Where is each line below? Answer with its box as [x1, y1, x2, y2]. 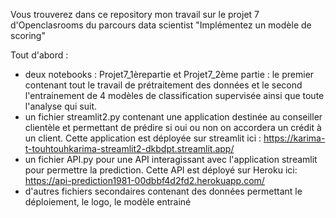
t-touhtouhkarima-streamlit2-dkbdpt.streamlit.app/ [24, 143, 235, 154]
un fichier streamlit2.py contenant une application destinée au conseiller [24, 111, 323, 123]
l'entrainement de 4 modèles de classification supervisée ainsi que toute [24, 90, 325, 101]
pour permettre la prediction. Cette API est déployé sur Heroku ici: [24, 164, 298, 176]
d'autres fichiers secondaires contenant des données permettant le [24, 185, 303, 197]
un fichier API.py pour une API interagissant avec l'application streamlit [24, 154, 318, 165]
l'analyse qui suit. [24, 100, 98, 112]
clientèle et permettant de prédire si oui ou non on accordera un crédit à [24, 122, 322, 133]
